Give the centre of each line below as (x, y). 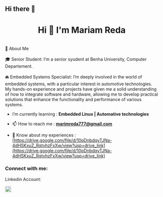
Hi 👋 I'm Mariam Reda (82, 30)
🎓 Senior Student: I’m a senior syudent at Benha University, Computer (76, 59)
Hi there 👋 (20, 9)
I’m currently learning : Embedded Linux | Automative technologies (81, 114)
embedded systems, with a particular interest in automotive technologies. (79, 84)
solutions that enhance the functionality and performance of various (73, 99)
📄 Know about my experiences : (44, 135)
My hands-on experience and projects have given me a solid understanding (81, 89)
